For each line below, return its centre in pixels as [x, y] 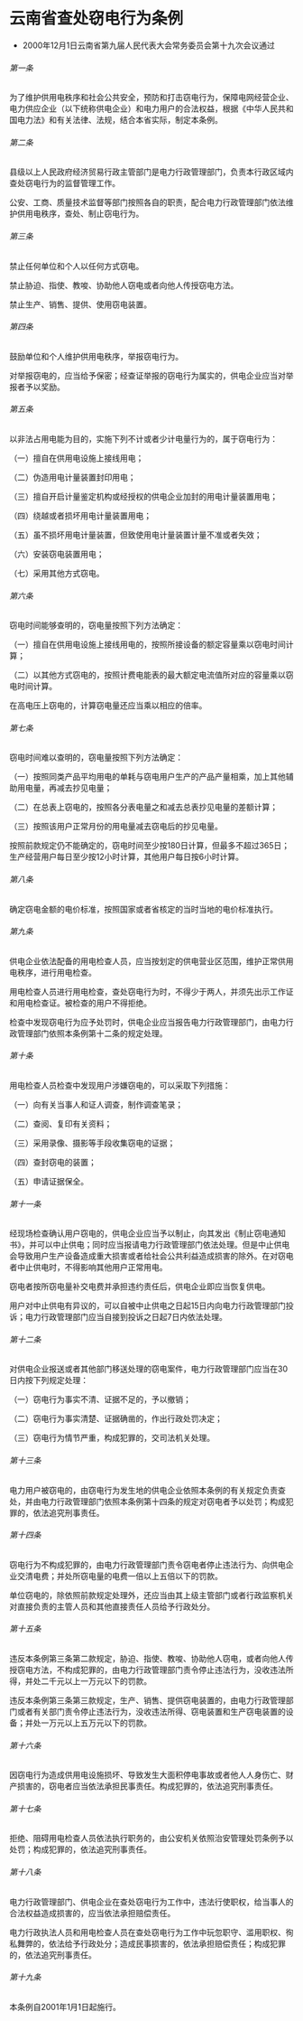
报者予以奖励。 [37, 387]
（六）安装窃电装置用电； [57, 554]
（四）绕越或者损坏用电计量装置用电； [80, 515]
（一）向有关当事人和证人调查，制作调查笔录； [96, 1104]
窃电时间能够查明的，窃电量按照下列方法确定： [96, 625]
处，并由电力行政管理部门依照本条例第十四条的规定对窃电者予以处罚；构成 [147, 1502]
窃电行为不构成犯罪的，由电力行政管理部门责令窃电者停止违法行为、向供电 [147, 1565]
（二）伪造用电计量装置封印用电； [73, 477]
